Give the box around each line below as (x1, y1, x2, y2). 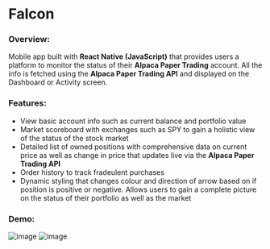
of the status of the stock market (19, 133, 129, 143)
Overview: (8, 34, 50, 45)
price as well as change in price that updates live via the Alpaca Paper (19, 150, 255, 160)
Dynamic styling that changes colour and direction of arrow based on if (19, 176, 257, 185)
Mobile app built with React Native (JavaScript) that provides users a (8, 52, 239, 61)
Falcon (8, 5, 55, 23)
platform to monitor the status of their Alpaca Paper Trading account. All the (8, 60, 263, 70)
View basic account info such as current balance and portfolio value (19, 116, 247, 126)
